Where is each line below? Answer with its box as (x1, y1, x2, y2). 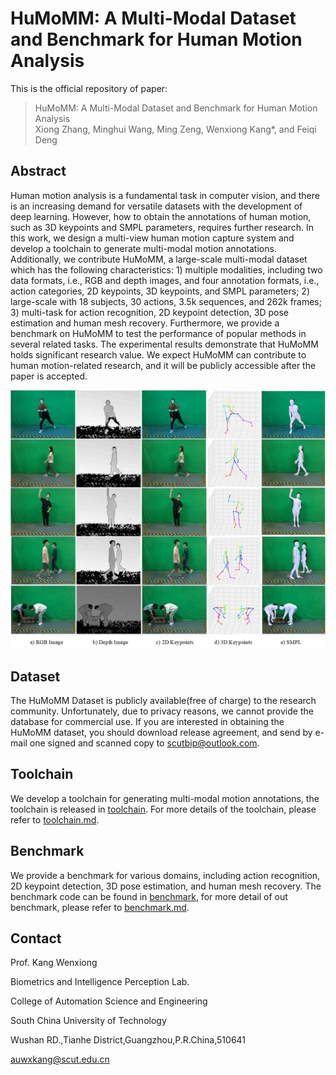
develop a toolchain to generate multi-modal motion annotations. (10, 242, 277, 254)
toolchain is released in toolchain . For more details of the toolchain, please (10, 803, 317, 815)
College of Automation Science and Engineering (10, 995, 208, 1007)
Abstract (10, 163, 67, 180)
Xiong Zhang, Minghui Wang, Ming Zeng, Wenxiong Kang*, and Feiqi (34, 123, 317, 135)
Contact (10, 930, 62, 947)
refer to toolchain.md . (10, 813, 100, 826)
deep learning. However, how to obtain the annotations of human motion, (10, 210, 312, 222)
